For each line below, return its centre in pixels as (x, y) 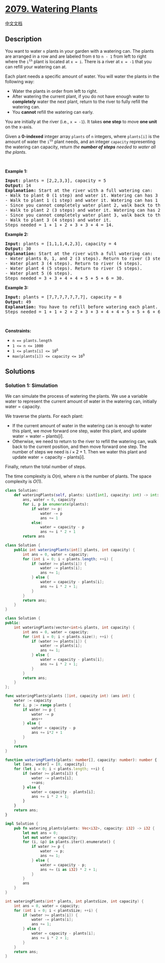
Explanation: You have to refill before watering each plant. (82, 307)
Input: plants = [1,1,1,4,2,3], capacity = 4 (61, 243)
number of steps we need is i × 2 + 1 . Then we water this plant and (79, 452)
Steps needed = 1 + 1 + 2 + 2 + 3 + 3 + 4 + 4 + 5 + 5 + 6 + (80, 312)
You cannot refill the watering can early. (53, 112)
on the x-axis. (19, 127)
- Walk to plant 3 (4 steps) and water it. (58, 220)
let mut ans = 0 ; (40, 833)
